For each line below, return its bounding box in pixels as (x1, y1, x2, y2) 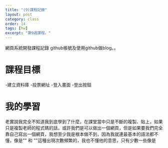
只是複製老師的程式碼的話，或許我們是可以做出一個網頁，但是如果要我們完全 (5, 124, 163, 130)
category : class (5, 16, 39, 21)
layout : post (5, 12, 32, 17)
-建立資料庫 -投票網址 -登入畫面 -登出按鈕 (5, 81, 91, 87)
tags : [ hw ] (5, 26, 28, 31)
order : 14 (5, 21, 26, 26)
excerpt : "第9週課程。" (5, 30, 51, 35)
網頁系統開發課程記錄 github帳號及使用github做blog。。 (5, 45, 118, 50)
